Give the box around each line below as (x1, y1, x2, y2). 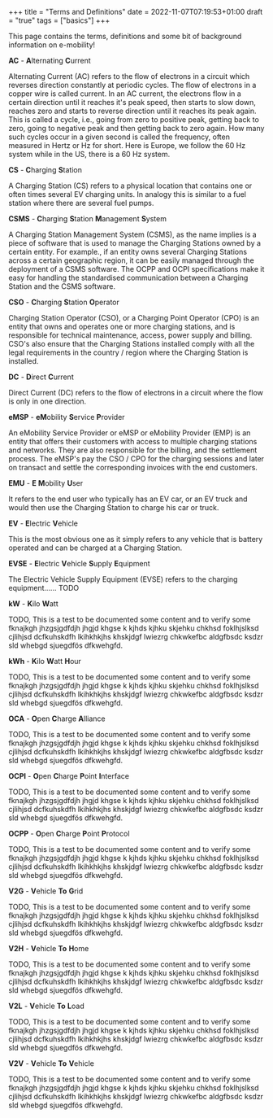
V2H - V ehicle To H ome (8, 944, 89, 953)
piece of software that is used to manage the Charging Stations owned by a (8, 238, 262, 247)
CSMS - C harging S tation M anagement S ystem (8, 214, 167, 223)
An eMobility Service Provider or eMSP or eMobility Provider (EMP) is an (8, 428, 251, 438)
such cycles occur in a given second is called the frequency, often (8, 132, 230, 142)
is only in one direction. (8, 396, 87, 406)
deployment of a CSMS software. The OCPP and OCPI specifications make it (8, 264, 265, 273)
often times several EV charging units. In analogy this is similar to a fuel (8, 190, 246, 199)
